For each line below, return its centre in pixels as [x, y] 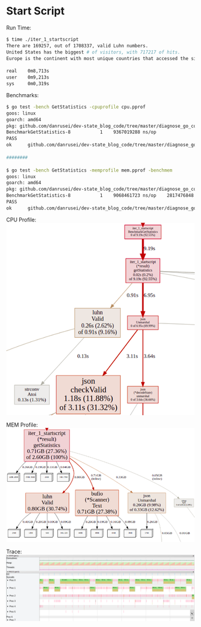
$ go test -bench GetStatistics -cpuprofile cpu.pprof [76, 107]
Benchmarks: [22, 95]
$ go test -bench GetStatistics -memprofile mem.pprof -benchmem [89, 170]
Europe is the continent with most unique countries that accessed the [97, 58]
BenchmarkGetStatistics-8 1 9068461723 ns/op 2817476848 [100, 196]
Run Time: [19, 28]
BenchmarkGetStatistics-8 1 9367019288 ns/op [81, 132]
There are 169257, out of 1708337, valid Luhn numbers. [77, 46]
